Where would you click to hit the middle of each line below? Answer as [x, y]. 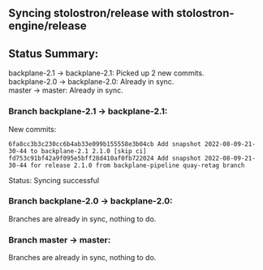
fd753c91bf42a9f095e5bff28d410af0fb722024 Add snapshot [105, 158]
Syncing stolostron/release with [91, 13]
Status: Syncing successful [54, 180]
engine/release [47, 26]
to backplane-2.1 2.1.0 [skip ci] [88, 151]
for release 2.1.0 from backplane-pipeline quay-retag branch [137, 165]
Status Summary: [54, 53]
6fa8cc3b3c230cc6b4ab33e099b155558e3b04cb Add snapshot [105, 144]
